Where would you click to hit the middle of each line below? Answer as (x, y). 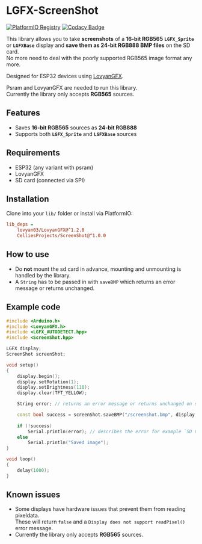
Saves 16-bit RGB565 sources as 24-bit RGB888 (76, 128)
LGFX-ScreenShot (52, 11)
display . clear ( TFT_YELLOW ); (52, 393)
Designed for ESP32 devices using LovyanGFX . (65, 76)
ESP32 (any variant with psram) (54, 167)
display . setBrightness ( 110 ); (54, 388)
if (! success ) (35, 426)
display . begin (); (39, 376)
